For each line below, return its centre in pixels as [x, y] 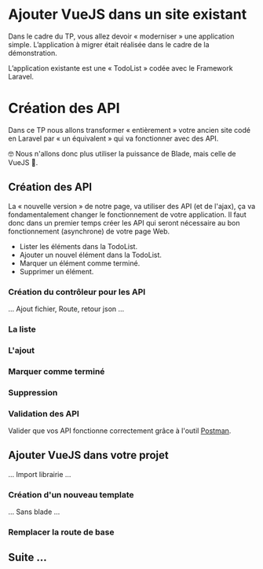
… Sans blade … [34, 512]
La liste [22, 329]
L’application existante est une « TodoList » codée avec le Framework [121, 68]
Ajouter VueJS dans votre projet [88, 455]
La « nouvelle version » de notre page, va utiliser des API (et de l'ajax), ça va [132, 206]
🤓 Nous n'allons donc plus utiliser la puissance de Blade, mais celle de [122, 153]
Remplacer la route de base [61, 532]
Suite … [27, 558]
